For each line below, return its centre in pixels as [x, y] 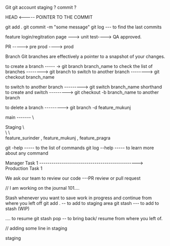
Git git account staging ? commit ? [41, 7]
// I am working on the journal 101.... [42, 188]
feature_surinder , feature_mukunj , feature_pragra [58, 138]
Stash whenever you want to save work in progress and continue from [79, 198]
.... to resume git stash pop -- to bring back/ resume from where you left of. [84, 218]
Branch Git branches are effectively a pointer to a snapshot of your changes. [85, 56]
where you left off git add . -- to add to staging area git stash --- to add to [82, 203]
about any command [27, 153]
